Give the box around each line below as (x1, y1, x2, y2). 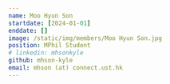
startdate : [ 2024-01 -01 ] (8, 19, 91, 27)
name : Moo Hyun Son (8, 11, 73, 20)
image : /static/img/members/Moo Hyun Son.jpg (8, 34, 162, 42)
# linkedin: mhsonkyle (8, 49, 84, 57)
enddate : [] (8, 26, 48, 34)
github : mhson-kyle (8, 57, 73, 65)
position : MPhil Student (8, 42, 91, 50)
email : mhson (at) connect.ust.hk (8, 64, 124, 72)
